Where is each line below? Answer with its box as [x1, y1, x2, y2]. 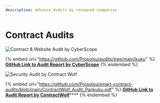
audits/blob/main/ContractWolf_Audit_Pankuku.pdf [5, 86, 112, 92]
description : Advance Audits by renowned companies [5, 7, 117, 13]
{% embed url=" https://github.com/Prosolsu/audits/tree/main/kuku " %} [5, 56, 155, 62]
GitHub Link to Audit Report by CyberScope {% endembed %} [5, 61, 139, 67]
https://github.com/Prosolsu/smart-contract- [39, 81, 133, 87]
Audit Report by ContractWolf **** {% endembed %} [5, 92, 118, 98]
